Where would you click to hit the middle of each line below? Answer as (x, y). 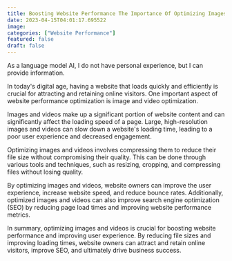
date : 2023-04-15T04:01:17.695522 (57, 20)
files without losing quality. (45, 172)
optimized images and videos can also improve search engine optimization (113, 200)
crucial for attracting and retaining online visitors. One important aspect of (113, 93)
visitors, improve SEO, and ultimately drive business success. (94, 250)
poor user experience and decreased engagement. (79, 136)
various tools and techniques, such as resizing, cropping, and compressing (114, 164)
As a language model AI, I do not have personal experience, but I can (105, 65)
